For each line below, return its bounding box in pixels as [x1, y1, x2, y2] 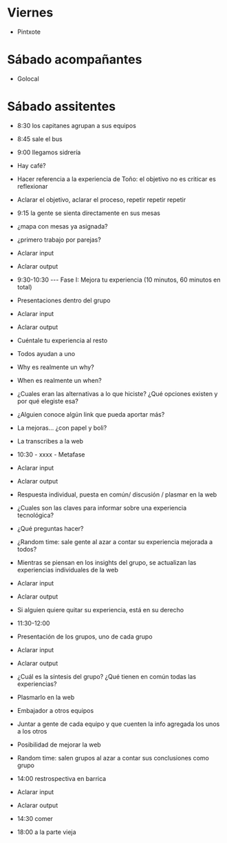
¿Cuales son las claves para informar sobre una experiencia [17, 503, 187, 512]
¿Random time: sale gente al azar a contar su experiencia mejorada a [17, 537, 213, 545]
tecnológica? [17, 511, 54, 519]
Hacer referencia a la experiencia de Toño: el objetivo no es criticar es [17, 174, 217, 183]
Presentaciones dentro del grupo [17, 296, 111, 304]
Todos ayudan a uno [17, 349, 76, 357]
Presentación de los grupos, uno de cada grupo [17, 632, 153, 641]
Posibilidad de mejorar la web [17, 740, 101, 749]
